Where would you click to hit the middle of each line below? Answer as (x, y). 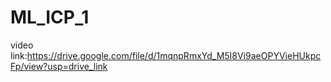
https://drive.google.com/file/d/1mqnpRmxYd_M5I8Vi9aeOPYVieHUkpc (174, 55)
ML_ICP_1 (50, 17)
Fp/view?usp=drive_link (59, 66)
